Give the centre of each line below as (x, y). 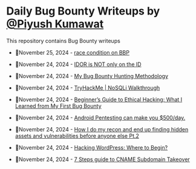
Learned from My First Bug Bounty (58, 106)
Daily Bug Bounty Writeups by (83, 11)
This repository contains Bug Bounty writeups (64, 41)
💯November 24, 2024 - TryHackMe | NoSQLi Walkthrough (87, 88)
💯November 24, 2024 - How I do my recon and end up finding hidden (102, 129)
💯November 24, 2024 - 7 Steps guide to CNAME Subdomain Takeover (103, 159)
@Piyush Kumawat (55, 24)
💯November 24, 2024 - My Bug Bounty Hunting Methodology (91, 76)
